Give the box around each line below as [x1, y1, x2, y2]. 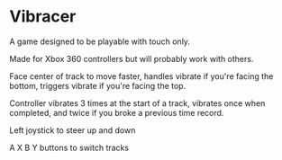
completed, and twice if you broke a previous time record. [9, 107, 224, 118]
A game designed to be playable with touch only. [9, 36, 191, 47]
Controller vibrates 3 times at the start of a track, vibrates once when [9, 97, 266, 109]
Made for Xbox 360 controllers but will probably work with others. [9, 53, 254, 64]
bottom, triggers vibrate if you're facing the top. [9, 80, 186, 91]
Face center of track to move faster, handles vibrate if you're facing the [9, 70, 274, 82]
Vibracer [9, 6, 77, 27]
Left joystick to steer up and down [9, 124, 136, 136]
